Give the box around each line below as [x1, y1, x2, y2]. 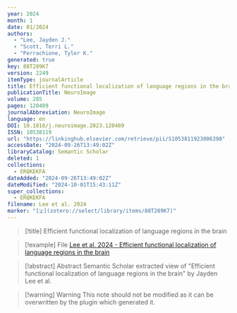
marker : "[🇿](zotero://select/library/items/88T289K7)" [7, 208, 176, 215]
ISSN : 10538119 [7, 129, 52, 136]
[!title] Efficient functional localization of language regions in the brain [24, 227, 227, 235]
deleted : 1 [7, 155, 39, 163]
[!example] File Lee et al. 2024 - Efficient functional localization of [24, 240, 217, 249]
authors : [7, 30, 33, 37]
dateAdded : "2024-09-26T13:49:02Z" [7, 175, 112, 182]
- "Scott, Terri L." [13, 43, 74, 50]
